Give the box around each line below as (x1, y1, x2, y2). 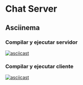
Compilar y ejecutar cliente (5, 63, 74, 70)
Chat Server (5, 3, 58, 15)
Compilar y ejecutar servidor (5, 39, 78, 46)
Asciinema (5, 23, 40, 32)
